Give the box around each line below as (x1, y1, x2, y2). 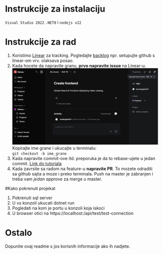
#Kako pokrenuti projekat (5, 186, 56, 191)
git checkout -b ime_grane (12, 151, 67, 156)
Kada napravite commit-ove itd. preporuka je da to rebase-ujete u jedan (12, 156, 156, 161)
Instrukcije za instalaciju (5, 3, 105, 15)
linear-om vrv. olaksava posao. (12, 57, 74, 63)
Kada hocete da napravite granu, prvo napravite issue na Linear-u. (12, 63, 147, 68)
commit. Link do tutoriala (12, 161, 62, 167)
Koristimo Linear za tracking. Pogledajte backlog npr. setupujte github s (12, 52, 155, 58)
